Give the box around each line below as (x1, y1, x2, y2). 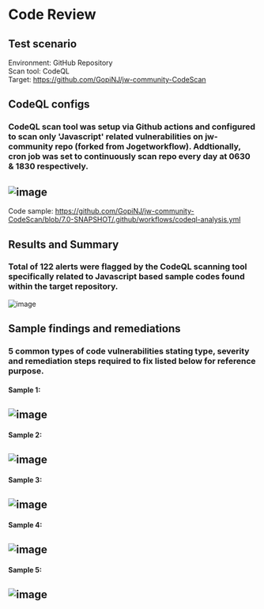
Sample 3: (8, 475, 43, 484)
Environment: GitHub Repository (8, 58, 113, 67)
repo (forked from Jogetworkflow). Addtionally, (55, 141, 241, 152)
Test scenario (8, 37, 77, 51)
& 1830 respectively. (8, 161, 89, 172)
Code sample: (8, 206, 54, 216)
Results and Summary (8, 237, 119, 251)
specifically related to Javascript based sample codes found (8, 271, 245, 282)
